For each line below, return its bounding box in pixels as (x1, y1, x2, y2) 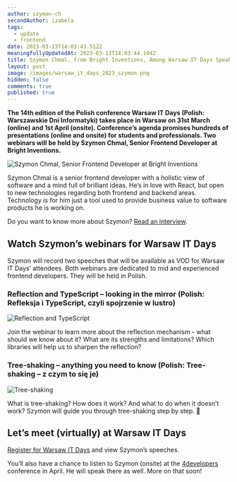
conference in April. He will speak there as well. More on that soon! (7, 467, 202, 476)
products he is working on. (7, 204, 85, 212)
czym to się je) (48, 369, 99, 379)
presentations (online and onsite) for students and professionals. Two (7, 131, 217, 140)
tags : (7, 23, 23, 30)
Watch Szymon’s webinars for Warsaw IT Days (7, 237, 217, 249)
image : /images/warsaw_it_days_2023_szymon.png (7, 69, 150, 76)
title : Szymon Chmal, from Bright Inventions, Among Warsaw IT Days (7, 57, 213, 64)
